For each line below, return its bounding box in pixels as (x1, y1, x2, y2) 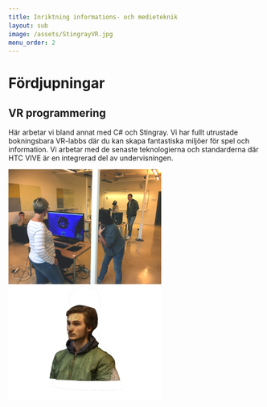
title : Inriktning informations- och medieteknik (8, 13, 179, 21)
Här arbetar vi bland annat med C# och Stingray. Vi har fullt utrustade (8, 127, 239, 137)
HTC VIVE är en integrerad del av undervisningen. (8, 153, 174, 163)
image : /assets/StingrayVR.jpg (8, 30, 113, 38)
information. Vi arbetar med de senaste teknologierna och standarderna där (8, 145, 259, 155)
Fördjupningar (8, 74, 105, 93)
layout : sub (8, 21, 48, 30)
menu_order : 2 (8, 39, 56, 47)
